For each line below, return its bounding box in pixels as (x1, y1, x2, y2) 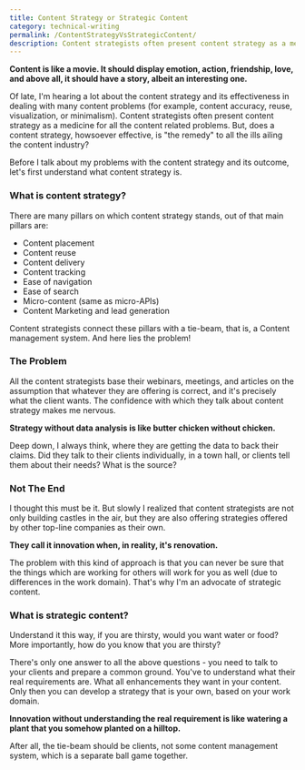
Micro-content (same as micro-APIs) (22, 295, 160, 306)
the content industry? (9, 139, 90, 150)
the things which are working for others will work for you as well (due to (9, 567, 278, 578)
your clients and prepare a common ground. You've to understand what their (9, 666, 296, 678)
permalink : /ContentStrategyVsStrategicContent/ (9, 30, 197, 39)
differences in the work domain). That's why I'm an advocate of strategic (9, 577, 281, 588)
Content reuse (22, 247, 77, 258)
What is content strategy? (9, 189, 127, 202)
